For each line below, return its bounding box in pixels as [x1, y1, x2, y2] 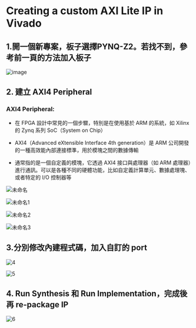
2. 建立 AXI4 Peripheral [6, 87, 92, 97]
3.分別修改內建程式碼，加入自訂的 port [6, 243, 147, 253]
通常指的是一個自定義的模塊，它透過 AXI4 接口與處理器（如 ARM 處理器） [14, 159, 191, 166]
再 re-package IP [6, 299, 69, 310]
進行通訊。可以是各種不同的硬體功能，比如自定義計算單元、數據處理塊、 [14, 166, 190, 173]
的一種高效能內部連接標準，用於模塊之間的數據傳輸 [14, 146, 139, 154]
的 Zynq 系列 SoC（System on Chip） [14, 127, 106, 134]
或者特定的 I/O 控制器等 [14, 174, 72, 181]
